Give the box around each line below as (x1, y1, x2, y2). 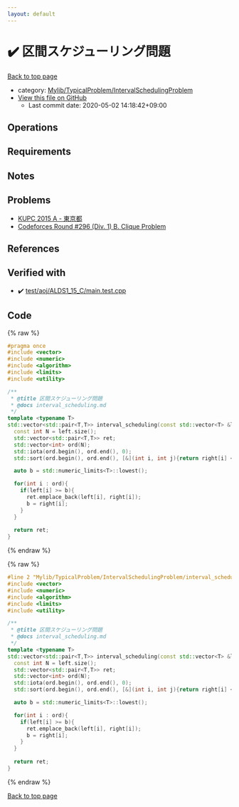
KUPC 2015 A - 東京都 (17, 214, 83, 222)
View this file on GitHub (17, 93, 87, 102)
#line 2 (7, 574, 31, 581)
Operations (7, 121, 58, 133)
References (7, 242, 60, 255)
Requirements (7, 145, 71, 158)
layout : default (7, 10, 55, 18)
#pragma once (7, 342, 46, 349)
